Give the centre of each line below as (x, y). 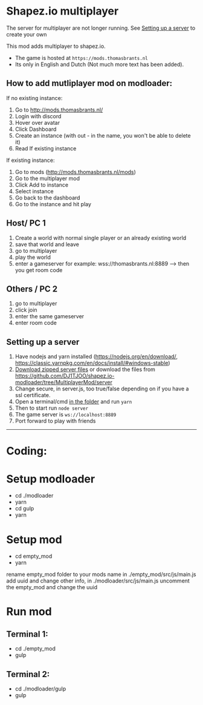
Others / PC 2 (32, 289)
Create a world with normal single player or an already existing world (101, 238)
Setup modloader (51, 479)
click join (26, 310)
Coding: (27, 451)
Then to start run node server (52, 408)
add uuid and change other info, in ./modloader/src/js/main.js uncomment (98, 581)
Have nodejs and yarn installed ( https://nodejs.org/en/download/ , (96, 356)
